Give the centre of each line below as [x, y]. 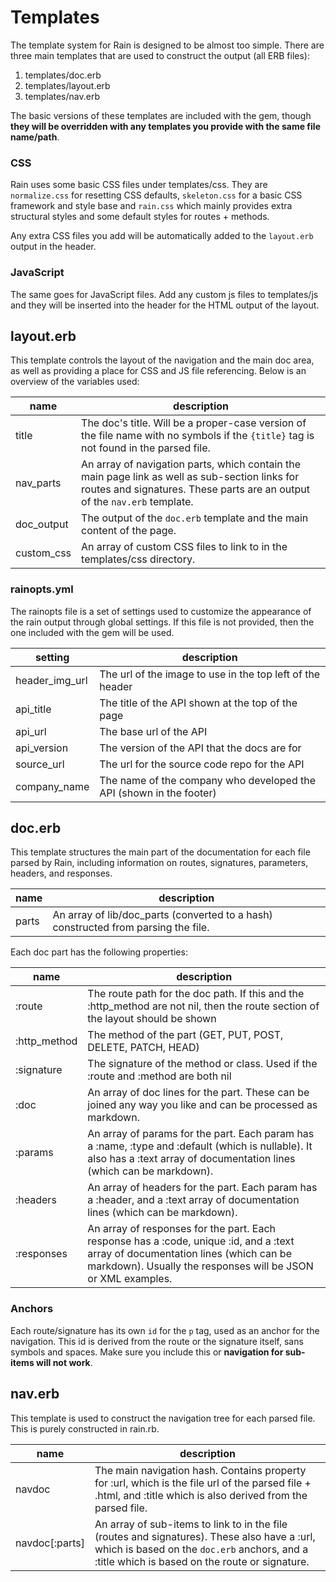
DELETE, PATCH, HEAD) [143, 1048]
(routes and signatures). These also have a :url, [205, 1536]
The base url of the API [153, 731]
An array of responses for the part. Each [182, 1229]
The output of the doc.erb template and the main [195, 518]
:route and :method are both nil [159, 1076]
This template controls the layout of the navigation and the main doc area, [162, 360]
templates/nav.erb [62, 96]
